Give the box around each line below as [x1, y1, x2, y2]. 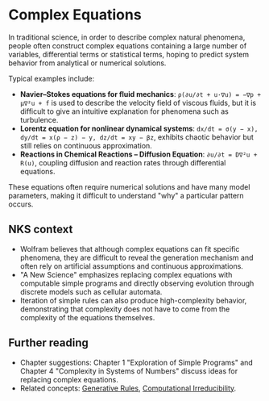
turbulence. [19, 115, 59, 124]
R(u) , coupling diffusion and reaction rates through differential [19, 157, 226, 167]
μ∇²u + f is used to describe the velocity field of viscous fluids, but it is [19, 98, 257, 107]
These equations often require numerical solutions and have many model [8, 182, 250, 191]
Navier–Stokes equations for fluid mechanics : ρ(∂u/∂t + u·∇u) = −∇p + [19, 89, 262, 98]
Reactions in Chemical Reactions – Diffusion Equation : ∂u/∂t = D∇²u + [19, 149, 258, 159]
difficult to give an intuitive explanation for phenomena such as [19, 107, 230, 116]
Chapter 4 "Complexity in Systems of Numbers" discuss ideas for [19, 365, 238, 376]
